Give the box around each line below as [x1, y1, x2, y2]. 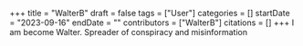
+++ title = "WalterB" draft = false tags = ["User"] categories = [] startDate [9, 8, 290, 18]
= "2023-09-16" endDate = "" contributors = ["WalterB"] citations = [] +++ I [9, 17, 295, 28]
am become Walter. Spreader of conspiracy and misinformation [9, 27, 248, 37]
